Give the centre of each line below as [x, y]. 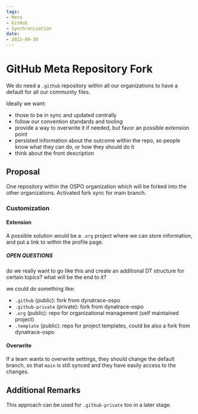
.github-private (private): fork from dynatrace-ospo [79, 306]
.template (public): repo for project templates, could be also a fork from [102, 326]
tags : [13, 12]
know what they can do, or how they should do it [75, 146]
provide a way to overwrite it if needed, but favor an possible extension [102, 128]
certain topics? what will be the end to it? [56, 277]
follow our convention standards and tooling [69, 121]
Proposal [23, 172]
